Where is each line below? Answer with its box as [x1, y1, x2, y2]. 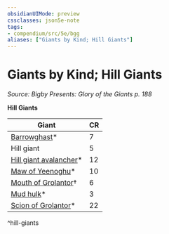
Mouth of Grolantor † [11, 178, 77, 188]
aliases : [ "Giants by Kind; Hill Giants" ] [7, 37, 133, 44]
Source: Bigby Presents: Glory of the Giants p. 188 [7, 90, 152, 98]
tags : [7, 23, 23, 30]
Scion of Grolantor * [11, 201, 76, 211]
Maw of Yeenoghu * [11, 167, 76, 176]
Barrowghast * [11, 132, 58, 142]
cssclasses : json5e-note [7, 17, 80, 24]
